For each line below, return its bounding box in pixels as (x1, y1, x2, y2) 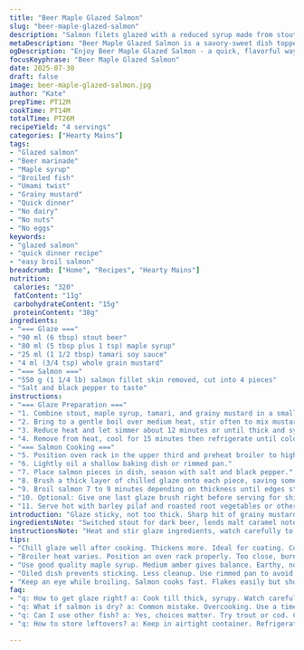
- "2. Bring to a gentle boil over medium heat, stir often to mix (9, 417, 270, 426)
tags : (9, 139, 30, 148)
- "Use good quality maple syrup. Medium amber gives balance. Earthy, (9, 560, 285, 569)
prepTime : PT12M (9, 97, 71, 107)
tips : (9, 535, 30, 544)
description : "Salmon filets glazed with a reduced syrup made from (9, 30, 273, 39)
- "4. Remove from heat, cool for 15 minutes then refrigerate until (9, 434, 278, 444)
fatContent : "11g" (13, 291, 83, 300)
